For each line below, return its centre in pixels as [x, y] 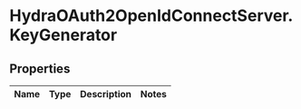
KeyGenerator [63, 35]
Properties [40, 69]
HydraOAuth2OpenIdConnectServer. [151, 16]
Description [106, 94]
